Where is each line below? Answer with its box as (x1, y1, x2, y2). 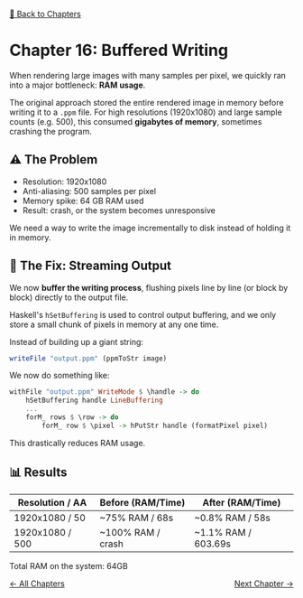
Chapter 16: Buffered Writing (9, 41, 228, 61)
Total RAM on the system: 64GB (9, 560, 128, 571)
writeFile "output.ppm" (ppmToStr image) (9, 353, 168, 363)
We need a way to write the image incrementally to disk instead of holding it (9, 222, 291, 233)
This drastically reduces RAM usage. (9, 437, 146, 448)
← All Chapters (9, 578, 65, 589)
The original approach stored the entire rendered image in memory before (9, 97, 284, 107)
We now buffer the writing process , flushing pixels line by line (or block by (9, 282, 289, 293)
